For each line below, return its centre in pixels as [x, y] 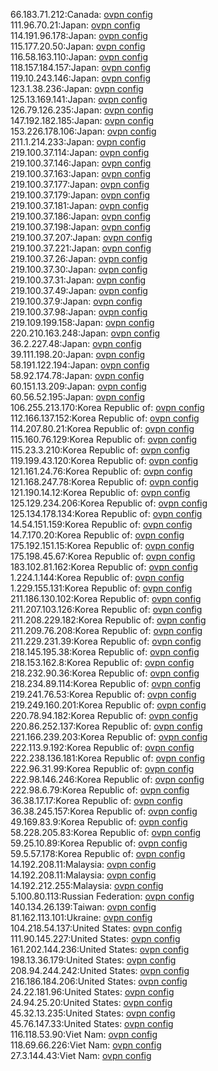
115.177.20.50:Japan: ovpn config [78, 46]
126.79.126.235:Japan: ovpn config [82, 110]
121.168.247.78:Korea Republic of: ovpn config [104, 482]
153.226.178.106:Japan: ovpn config [83, 131]
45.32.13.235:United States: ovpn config [93, 1013]
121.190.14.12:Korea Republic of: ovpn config [100, 492]
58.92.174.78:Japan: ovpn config [77, 375]
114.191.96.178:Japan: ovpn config [79, 35]
